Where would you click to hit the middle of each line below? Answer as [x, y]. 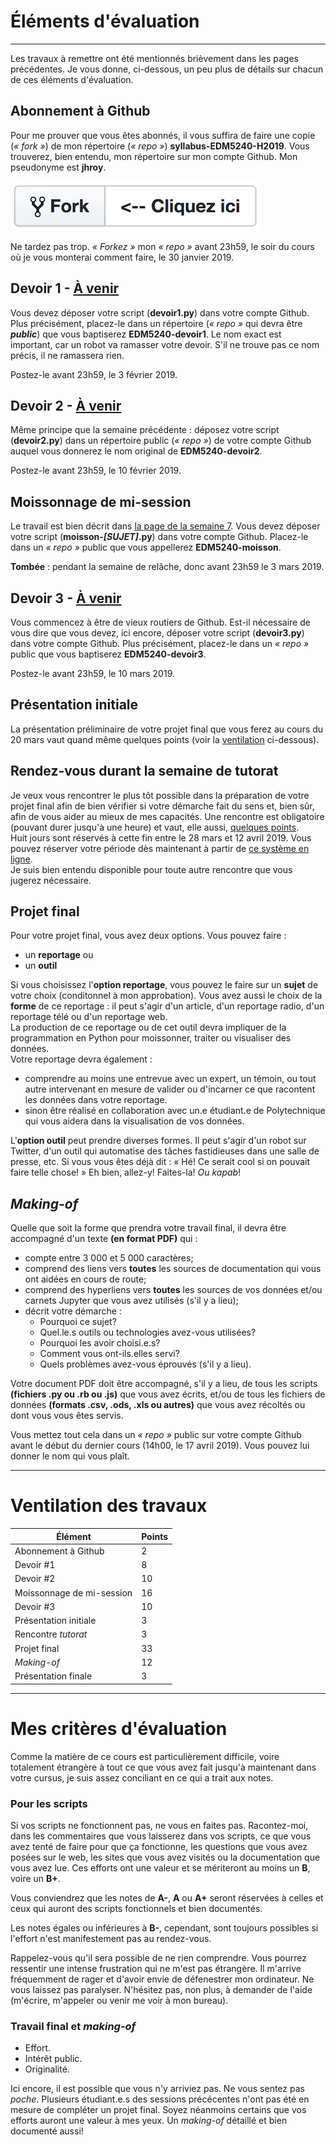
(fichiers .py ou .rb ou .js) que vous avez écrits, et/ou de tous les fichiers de [168, 1394]
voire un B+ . [35, 1878]
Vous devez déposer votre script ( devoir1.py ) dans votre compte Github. [160, 312]
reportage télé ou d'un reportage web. [89, 1017]
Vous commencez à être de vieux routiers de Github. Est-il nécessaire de [160, 622]
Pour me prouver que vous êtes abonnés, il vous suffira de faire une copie [163, 135]
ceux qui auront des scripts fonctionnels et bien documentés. [136, 1908]
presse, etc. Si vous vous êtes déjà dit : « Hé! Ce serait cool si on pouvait [160, 1162]
